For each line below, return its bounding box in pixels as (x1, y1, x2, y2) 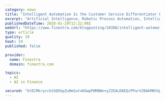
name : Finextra (9, 57, 41, 62)
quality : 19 (5, 35, 29, 40)
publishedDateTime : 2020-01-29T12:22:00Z (5, 21, 91, 26)
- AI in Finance (9, 79, 43, 85)
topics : (5, 71, 21, 76)
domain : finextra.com (9, 62, 54, 67)
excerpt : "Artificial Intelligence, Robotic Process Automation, (5, 16, 141, 21)
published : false (5, 44, 41, 49)
